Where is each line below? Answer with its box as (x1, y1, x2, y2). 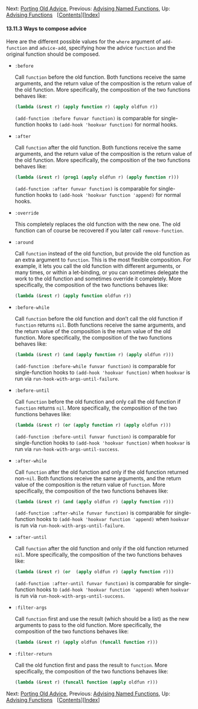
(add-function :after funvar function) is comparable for (14, 185, 158, 192)
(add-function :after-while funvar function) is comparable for (14, 509, 173, 516)
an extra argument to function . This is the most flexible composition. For (14, 256, 191, 263)
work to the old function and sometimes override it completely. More (14, 275, 182, 282)
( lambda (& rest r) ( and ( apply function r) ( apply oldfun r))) (14, 352, 174, 357)
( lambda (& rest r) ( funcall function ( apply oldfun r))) (14, 679, 158, 685)
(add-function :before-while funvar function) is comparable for (14, 362, 176, 369)
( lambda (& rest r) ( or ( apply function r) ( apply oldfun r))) (14, 422, 171, 428)
